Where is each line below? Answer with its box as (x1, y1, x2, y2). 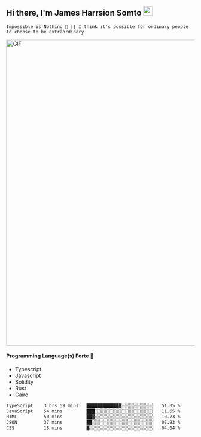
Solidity (14, 378, 34, 386)
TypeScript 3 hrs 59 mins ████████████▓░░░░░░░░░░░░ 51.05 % (6, 403, 181, 409)
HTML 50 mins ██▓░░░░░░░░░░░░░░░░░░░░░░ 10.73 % (6, 414, 181, 420)
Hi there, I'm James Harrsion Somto (6, 8, 142, 18)
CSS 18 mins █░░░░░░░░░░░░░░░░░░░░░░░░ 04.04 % (6, 425, 181, 431)
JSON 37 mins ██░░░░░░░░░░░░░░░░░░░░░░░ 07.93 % (6, 419, 181, 425)
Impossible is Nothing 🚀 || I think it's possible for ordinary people (6, 23, 188, 30)
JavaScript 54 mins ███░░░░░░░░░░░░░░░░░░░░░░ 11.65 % (6, 408, 181, 414)
